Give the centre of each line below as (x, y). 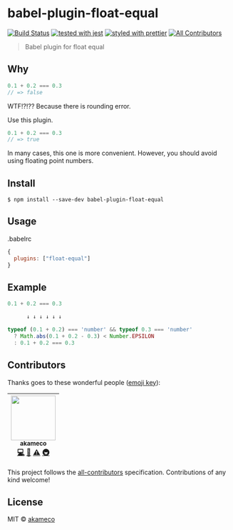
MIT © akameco (31, 519)
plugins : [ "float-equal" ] (52, 259)
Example (27, 287)
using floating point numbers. (51, 161)
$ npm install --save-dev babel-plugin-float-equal (86, 200)
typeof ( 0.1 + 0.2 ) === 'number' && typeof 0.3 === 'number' (100, 330)
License (25, 502)
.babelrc (20, 239)
